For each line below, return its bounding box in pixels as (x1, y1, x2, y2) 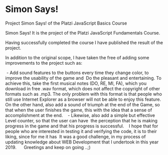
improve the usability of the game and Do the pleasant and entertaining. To (5, 75, 162, 81)
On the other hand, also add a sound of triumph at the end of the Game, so (5, 101, 160, 107)
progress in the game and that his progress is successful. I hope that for (5, 123, 158, 129)
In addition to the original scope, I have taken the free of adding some (5, 54, 149, 61)
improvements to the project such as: (5, 60, 82, 66)
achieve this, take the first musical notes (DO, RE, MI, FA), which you (5, 80, 147, 86)
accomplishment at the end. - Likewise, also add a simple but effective (5, 112, 155, 118)
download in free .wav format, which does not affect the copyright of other (5, 85, 160, 91)
